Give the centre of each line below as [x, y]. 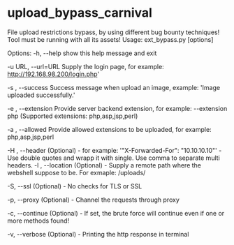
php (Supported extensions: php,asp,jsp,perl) [73, 116]
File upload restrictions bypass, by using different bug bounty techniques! [114, 32]
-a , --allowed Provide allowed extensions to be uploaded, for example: [109, 129]
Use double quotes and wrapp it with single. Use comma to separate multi [114, 158]
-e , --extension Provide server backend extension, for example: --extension [117, 108]
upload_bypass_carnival [80, 13]
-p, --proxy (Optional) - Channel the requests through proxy [93, 200]
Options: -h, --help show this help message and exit [82, 53]
